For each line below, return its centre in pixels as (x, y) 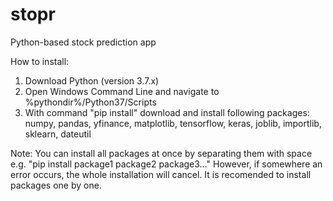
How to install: (40, 61)
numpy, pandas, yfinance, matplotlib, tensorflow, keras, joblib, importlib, (173, 123)
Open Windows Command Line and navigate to (122, 91)
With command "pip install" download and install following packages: (167, 112)
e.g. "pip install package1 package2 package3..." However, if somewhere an (166, 164)
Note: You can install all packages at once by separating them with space (161, 153)
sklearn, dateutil (58, 134)
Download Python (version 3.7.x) (92, 80)
